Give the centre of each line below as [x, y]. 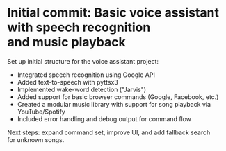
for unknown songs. [36, 139]
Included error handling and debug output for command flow [104, 118]
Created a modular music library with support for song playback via [114, 104]
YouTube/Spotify [41, 112]
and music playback [67, 42]
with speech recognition [79, 27]
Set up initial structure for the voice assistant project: [83, 61]
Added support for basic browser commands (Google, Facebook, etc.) [118, 97]
